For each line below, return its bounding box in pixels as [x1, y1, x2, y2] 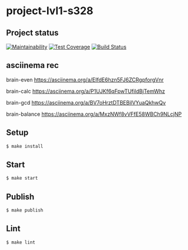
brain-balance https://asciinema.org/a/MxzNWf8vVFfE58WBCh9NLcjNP [6, 111, 182, 118]
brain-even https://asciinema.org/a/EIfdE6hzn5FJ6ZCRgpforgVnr [6, 76, 164, 83]
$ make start [6, 176, 38, 181]
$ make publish [6, 207, 44, 213]
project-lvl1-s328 [6, 4, 94, 18]
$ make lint [6, 239, 35, 245]
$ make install [6, 143, 44, 149]
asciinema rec [6, 60, 59, 70]
